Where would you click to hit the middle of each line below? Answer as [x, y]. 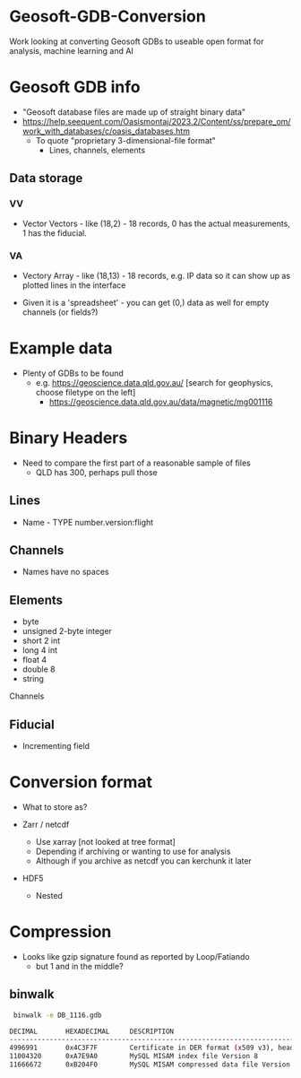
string [33, 679]
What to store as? [55, 807]
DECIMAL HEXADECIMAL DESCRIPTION [92, 1031]
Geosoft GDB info [75, 87]
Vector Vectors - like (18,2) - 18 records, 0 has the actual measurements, [156, 223]
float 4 [34, 660]
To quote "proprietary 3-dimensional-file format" [126, 140]
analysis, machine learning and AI [72, 50]
